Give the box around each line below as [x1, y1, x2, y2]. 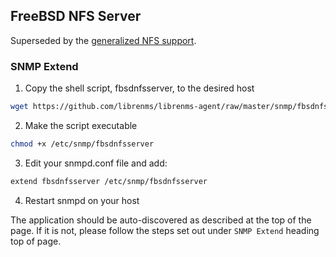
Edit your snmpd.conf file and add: [24, 157, 168, 169]
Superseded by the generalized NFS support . [10, 34, 197, 46]
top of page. [10, 235, 62, 247]
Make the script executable [24, 119, 138, 131]
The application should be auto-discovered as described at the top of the [10, 214, 312, 226]
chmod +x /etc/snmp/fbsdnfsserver [10, 139, 155, 149]
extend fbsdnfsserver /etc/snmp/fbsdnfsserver [10, 176, 208, 186]
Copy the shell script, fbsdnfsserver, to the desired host [24, 82, 255, 94]
